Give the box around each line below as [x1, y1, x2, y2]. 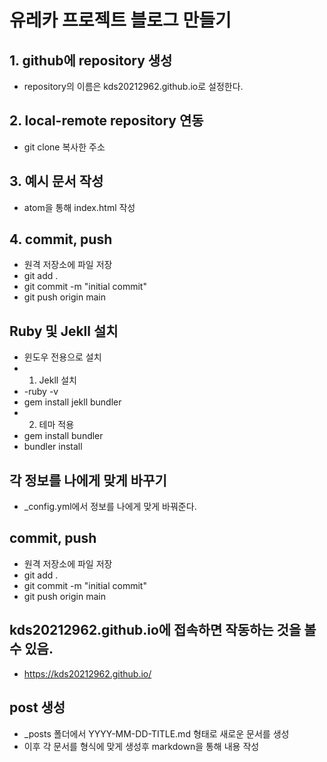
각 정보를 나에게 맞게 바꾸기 [9, 472, 167, 489]
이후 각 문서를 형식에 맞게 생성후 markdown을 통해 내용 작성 [23, 740, 260, 752]
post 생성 [9, 699, 66, 716]
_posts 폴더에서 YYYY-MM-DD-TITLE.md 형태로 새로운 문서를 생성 [23, 727, 290, 740]
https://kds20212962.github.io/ [23, 667, 152, 680]
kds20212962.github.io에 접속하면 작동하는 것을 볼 [9, 622, 317, 639]
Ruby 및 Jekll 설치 [9, 322, 119, 340]
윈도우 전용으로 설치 [23, 351, 102, 363]
